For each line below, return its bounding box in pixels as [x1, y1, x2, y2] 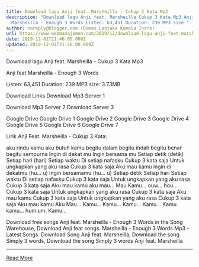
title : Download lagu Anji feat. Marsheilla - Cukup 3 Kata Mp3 [6, 8, 168, 15]
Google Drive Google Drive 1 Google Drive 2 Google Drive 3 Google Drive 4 [6, 115, 190, 122]
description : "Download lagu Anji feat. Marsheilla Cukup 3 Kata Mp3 [6, 14, 182, 20]
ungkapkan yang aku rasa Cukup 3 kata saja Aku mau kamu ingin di [6, 163, 172, 170]
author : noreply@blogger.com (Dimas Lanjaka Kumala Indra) [6, 25, 155, 31]
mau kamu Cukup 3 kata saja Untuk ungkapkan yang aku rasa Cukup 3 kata [6, 194, 191, 201]
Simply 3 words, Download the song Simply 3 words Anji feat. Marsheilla [6, 237, 183, 244]
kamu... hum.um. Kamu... [6, 207, 67, 214]
